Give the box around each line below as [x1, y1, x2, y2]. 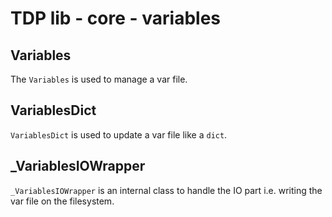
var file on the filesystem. [10, 195, 115, 207]
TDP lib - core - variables [10, 7, 222, 30]
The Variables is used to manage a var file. [10, 73, 188, 85]
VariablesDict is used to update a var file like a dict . [10, 128, 228, 141]
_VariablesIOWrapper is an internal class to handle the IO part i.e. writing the [10, 184, 323, 196]
